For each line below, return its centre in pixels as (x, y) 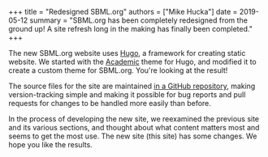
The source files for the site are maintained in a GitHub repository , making (132, 86)
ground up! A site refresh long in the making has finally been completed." (131, 29)
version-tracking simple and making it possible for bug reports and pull (127, 95)
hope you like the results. (51, 144)
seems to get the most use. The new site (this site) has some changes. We (133, 136)
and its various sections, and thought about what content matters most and (134, 127)
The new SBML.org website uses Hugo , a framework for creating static (127, 53)
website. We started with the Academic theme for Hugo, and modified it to (133, 62)
